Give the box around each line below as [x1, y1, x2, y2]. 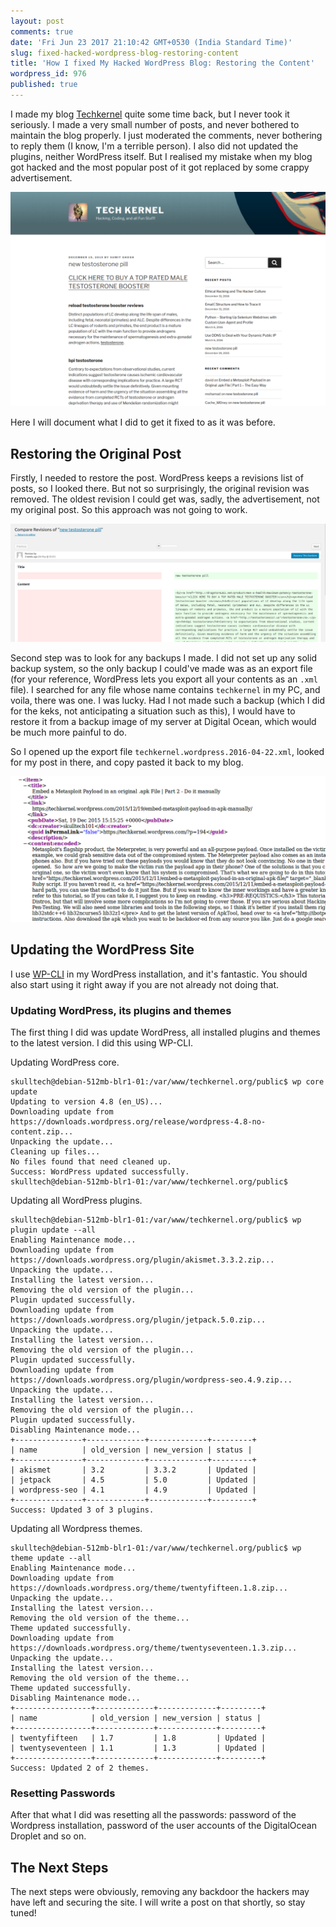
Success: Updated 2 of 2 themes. [10, 1763, 150, 1774]
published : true [10, 80, 78, 90]
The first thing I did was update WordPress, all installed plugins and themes [10, 1026, 321, 1039]
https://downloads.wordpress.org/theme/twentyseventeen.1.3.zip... [10, 1643, 298, 1654]
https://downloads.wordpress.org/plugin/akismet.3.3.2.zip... [10, 1255, 275, 1265]
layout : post [10, 16, 65, 26]
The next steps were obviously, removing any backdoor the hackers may [10, 1886, 310, 1898]
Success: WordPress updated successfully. [10, 1167, 190, 1177]
